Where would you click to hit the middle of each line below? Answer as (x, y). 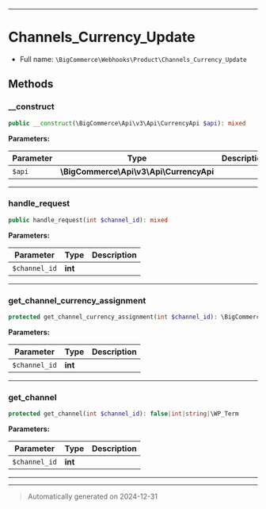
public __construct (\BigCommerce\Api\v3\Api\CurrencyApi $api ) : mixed (127, 123)
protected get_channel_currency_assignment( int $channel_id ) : (113, 317)
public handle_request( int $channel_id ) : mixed (88, 220)
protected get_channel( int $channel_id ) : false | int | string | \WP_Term (123, 414)
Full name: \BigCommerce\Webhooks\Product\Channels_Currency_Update (133, 59)
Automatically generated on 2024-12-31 (93, 496)
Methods (31, 84)
